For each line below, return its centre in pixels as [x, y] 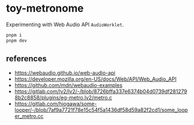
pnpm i [14, 35]
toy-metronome [45, 8]
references [27, 59]
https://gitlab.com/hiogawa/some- [56, 103]
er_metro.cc [29, 116]
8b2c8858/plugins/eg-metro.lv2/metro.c [63, 97]
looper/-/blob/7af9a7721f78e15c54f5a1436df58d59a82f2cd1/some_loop [101, 110]
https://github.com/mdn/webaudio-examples [68, 85]
